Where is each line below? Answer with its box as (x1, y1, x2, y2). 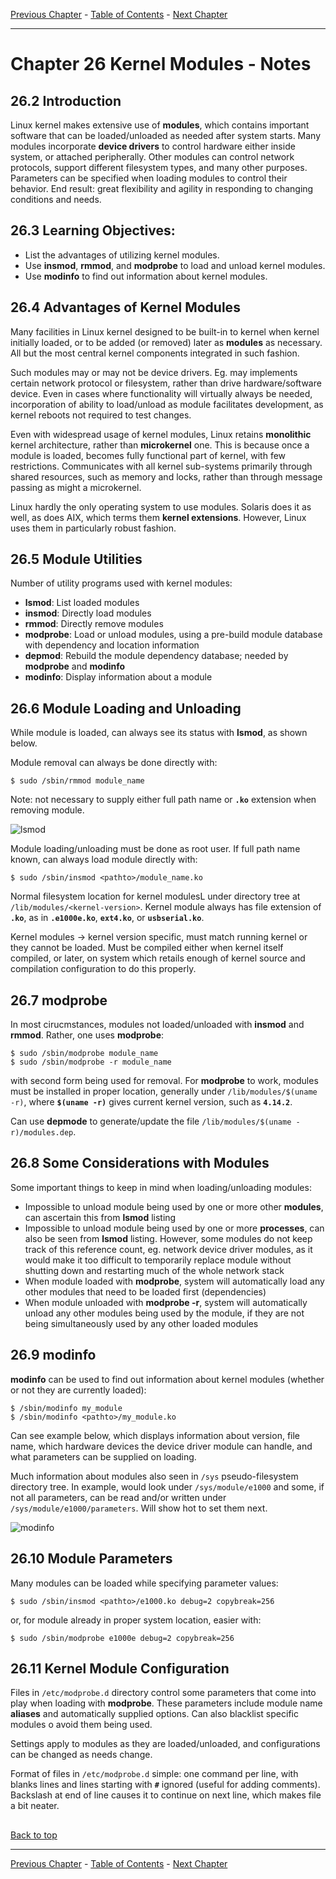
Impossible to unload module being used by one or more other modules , (24, 1200, 324, 1213)
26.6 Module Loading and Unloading (10, 700, 242, 717)
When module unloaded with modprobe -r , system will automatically (24, 1296, 308, 1308)
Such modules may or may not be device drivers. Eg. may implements (10, 366, 298, 378)
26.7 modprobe (10, 992, 108, 1009)
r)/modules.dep (10, 1128, 74, 1138)
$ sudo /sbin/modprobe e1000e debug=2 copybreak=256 (10, 1633, 235, 1643)
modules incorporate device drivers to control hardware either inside (10, 140, 296, 152)
